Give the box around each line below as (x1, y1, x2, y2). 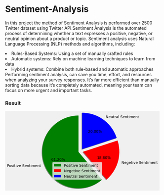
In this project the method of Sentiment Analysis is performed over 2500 (5, 20, 153, 26)
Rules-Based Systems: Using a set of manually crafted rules (11, 50, 133, 56)
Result (5, 99, 21, 106)
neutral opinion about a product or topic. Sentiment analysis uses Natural (5, 36, 154, 42)
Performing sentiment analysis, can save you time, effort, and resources (5, 71, 152, 77)
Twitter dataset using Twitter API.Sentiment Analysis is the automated (5, 25, 147, 31)
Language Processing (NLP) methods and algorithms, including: (5, 41, 135, 47)
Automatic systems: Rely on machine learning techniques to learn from (11, 55, 156, 61)
